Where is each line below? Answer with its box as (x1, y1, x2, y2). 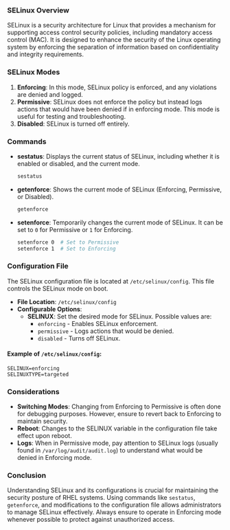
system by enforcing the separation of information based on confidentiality (7, 43, 219, 51)
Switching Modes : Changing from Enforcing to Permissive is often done (16, 402, 222, 411)
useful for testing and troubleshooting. (16, 112, 126, 120)
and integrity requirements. (7, 50, 84, 58)
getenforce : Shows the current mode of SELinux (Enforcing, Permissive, (16, 185, 222, 194)
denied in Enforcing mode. (16, 454, 92, 462)
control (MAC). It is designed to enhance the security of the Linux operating (7, 36, 221, 44)
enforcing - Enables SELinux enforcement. (37, 319, 159, 327)
